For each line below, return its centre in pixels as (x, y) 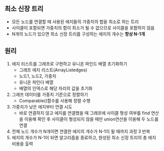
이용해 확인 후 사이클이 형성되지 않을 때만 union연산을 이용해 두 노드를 (92, 119)
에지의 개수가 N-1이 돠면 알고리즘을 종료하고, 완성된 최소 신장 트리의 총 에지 (84, 137)
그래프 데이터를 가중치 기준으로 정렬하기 (50, 94)
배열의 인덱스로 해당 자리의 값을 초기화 (56, 88)
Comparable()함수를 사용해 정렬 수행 (55, 100)
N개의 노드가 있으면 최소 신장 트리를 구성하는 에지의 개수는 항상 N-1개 (78, 34)
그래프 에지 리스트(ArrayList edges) (53, 70)
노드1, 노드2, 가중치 (38, 76)
